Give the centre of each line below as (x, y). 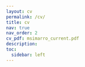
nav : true (18, 28)
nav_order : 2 (22, 33)
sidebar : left (28, 55)
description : (22, 44)
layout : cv (19, 11)
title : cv (18, 22)
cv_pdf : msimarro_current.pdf (43, 38)
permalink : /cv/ (26, 17)
